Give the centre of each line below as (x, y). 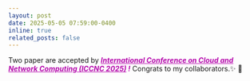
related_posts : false (44, 38)
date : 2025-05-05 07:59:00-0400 (62, 23)
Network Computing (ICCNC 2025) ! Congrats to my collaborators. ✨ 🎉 (125, 69)
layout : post (30, 15)
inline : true (30, 30)
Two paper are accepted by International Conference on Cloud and (121, 60)
